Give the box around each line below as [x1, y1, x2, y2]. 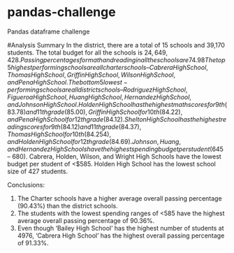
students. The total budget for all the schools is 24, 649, [7, 48, 168, 57]
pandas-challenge [7, 4, 117, 20]
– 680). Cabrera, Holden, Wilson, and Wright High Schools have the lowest [7, 152, 221, 161]
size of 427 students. [7, 167, 68, 175]
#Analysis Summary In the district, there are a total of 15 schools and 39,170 [7, 41, 226, 49]
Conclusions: [7, 180, 45, 189]
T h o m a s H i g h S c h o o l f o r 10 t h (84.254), [7, 130, 112, 138]
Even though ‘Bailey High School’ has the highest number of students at [17, 224, 225, 232]
